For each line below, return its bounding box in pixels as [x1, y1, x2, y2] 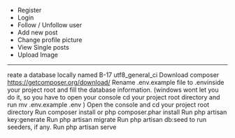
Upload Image [17, 50, 58, 59]
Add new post [17, 28, 58, 36]
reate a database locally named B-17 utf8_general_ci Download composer [7, 71, 220, 79]
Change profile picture [17, 36, 83, 44]
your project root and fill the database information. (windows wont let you [7, 85, 219, 94]
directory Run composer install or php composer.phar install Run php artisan [7, 108, 227, 116]
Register [17, 6, 42, 14]
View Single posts [17, 43, 70, 51]
